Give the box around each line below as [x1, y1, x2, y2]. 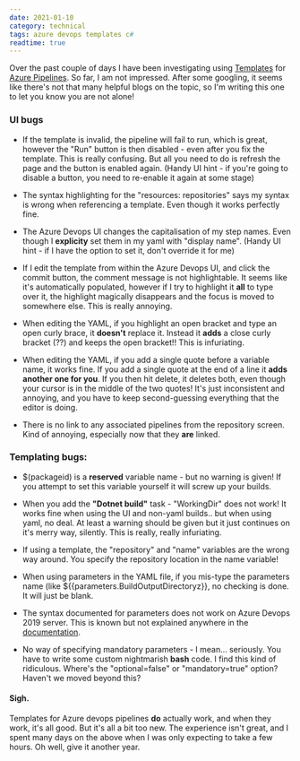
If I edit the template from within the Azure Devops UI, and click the [21, 262, 270, 273]
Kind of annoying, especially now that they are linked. [21, 428, 221, 439]
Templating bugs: [9, 451, 88, 463]
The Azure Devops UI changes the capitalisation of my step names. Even [21, 226, 291, 237]
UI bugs [9, 114, 44, 126]
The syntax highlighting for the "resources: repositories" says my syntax [21, 189, 289, 200]
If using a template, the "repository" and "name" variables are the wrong [21, 544, 290, 555]
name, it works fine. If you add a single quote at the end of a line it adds [21, 364, 288, 375]
